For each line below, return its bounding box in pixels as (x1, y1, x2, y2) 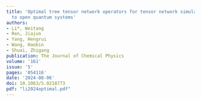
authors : (6, 20, 28, 26)
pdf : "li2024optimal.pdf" (6, 86, 71, 92)
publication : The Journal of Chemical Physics (6, 53, 124, 59)
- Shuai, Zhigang (6, 48, 50, 53)
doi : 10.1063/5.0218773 (6, 81, 66, 87)
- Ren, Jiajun (6, 31, 42, 37)
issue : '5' (6, 64, 33, 70)
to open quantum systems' (11, 14, 77, 20)
